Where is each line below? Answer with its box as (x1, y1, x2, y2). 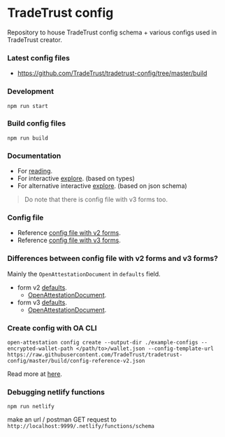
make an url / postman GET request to (7, 415, 117, 424)
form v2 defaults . (17, 283, 68, 292)
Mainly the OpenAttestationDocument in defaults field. (7, 269, 161, 278)
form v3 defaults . (17, 298, 68, 307)
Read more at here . (7, 370, 63, 378)
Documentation (7, 151, 61, 161)
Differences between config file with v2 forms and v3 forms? (7, 254, 219, 264)
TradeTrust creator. (7, 35, 63, 43)
